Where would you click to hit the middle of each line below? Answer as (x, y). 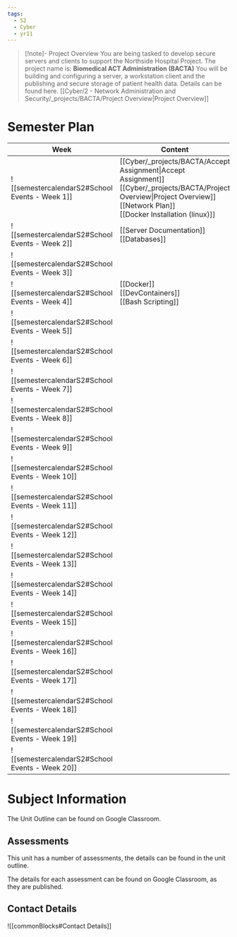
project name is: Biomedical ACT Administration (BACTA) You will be (126, 68)
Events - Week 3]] (42, 273)
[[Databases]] (143, 239)
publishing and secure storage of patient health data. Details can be (123, 84)
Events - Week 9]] (42, 448)
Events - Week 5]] (42, 331)
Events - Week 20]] (44, 768)
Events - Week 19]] (44, 739)
